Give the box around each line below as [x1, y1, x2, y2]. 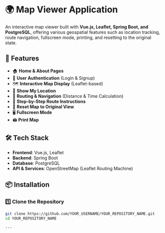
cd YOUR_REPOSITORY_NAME [5, 216, 57, 221]
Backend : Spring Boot [12, 155, 58, 161]
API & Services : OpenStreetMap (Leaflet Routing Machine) [12, 165, 133, 171]
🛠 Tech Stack [5, 134, 49, 142]
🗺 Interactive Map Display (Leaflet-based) [12, 80, 103, 86]
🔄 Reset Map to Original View [12, 103, 74, 110]
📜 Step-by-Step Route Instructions [12, 98, 86, 104]
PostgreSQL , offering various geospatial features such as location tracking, [5, 29, 161, 35]
